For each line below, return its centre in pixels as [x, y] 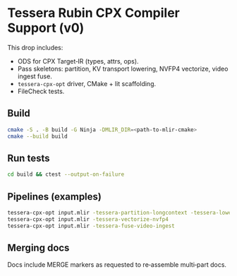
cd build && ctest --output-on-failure [66, 174]
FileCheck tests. [41, 91]
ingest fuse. [35, 76]
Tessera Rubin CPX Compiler [93, 13]
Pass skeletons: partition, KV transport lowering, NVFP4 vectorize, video [123, 68]
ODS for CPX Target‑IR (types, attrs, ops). [78, 61]
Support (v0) [46, 28]
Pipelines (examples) [55, 197]
